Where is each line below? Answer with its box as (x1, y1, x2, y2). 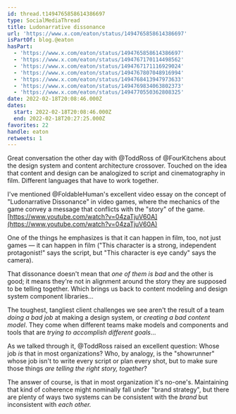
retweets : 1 (7, 134, 42, 142)
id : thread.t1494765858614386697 (7, 10, 106, 18)
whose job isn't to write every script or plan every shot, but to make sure (7, 357, 218, 365)
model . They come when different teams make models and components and (7, 321, 229, 330)
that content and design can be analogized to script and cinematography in (7, 169, 225, 177)
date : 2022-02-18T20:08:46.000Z (7, 96, 102, 103)
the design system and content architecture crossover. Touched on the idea (7, 161, 228, 170)
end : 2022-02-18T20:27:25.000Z (13, 115, 106, 122)
